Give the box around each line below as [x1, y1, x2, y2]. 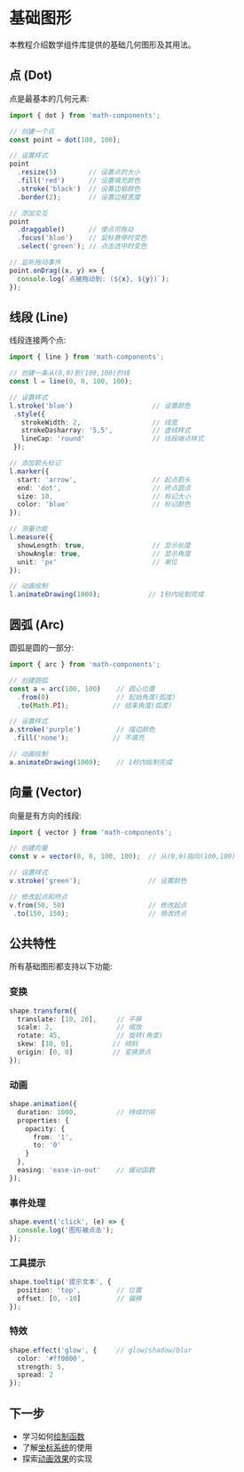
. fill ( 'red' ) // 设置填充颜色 [17, 176, 141, 185]
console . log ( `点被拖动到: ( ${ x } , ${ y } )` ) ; [17, 274, 170, 283]
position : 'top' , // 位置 [17, 1285, 142, 1295]
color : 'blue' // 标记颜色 [17, 500, 191, 509]
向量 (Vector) [9, 785, 83, 800]
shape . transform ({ [9, 1007, 77, 1015]
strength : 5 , [17, 1363, 66, 1371]
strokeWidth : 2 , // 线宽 [20, 417, 178, 427]
